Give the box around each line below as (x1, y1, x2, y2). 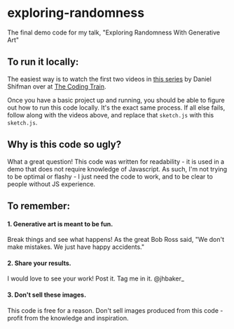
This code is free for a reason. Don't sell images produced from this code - (7, 306, 223, 314)
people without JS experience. (7, 179, 96, 188)
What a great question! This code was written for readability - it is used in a (7, 157, 225, 166)
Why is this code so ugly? (7, 138, 121, 150)
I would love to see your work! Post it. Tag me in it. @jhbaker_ (7, 274, 184, 283)
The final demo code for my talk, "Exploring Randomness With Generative (7, 28, 221, 37)
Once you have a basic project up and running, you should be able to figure (7, 96, 226, 104)
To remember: (7, 200, 70, 212)
